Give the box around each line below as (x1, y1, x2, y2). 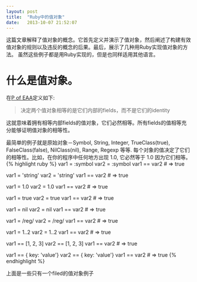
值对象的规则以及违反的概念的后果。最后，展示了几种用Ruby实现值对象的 (6, 43, 183, 51)
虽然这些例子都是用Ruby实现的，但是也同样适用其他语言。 (17, 51, 159, 58)
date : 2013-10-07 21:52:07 (6, 19, 77, 25)
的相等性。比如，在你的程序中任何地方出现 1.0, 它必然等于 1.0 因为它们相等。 (6, 154, 191, 161)
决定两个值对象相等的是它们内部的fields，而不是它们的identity (20, 107, 170, 114)
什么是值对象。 (6, 74, 79, 87)
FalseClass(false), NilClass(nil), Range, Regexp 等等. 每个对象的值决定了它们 (6, 146, 190, 153)
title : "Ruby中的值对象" (6, 14, 65, 20)
